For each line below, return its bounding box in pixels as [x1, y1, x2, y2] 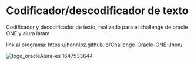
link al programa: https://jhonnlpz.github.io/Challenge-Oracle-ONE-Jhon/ [6, 41, 183, 48]
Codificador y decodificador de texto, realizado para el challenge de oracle [6, 23, 188, 30]
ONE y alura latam [6, 29, 50, 36]
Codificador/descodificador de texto [6, 4, 189, 18]
